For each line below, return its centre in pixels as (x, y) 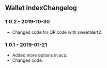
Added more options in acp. (40, 55)
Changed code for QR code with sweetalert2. (57, 32)
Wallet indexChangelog (41, 8)
